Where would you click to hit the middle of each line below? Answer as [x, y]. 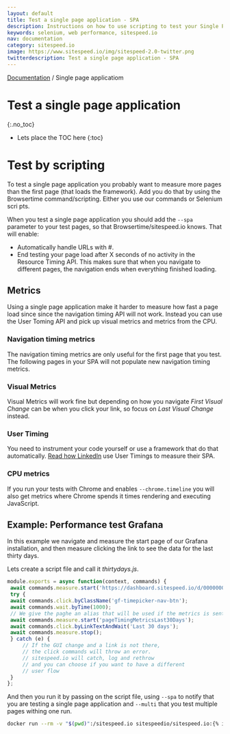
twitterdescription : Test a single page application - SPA [93, 58]
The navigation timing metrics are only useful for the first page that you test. [115, 354]
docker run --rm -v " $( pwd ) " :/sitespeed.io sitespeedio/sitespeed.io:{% [113, 724]
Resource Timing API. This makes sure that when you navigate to [108, 262]
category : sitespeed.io [41, 45]
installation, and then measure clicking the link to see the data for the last [110, 548]
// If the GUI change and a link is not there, [91, 646]
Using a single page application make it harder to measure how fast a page [113, 307]
